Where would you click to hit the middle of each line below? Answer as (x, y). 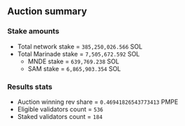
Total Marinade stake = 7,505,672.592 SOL (79, 54)
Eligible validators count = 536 (60, 109)
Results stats (30, 86)
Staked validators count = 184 (60, 116)
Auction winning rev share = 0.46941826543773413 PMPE (98, 102)
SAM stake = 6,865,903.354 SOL (74, 68)
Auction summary (47, 11)
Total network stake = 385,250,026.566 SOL (80, 46)
